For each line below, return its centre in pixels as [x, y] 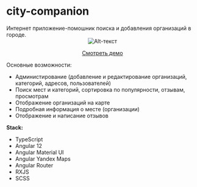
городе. [16, 34]
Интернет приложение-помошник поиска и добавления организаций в [99, 28]
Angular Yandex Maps [43, 159]
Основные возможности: [39, 65]
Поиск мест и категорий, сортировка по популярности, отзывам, [100, 89]
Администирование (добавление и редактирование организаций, [101, 76]
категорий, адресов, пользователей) [63, 83]
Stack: [15, 127]
